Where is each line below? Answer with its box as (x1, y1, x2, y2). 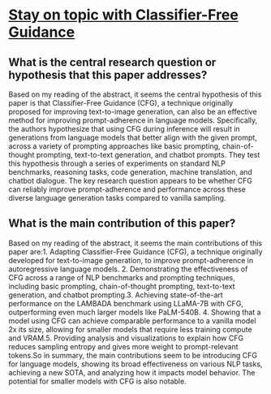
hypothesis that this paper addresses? (8, 67, 208, 82)
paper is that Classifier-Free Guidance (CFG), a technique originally (8, 98, 234, 107)
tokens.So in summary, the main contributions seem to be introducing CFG (8, 350, 258, 360)
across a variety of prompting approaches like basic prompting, (8, 141, 221, 151)
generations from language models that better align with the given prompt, (8, 132, 257, 142)
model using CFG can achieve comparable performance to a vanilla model (8, 315, 256, 326)
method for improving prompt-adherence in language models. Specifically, (8, 115, 258, 125)
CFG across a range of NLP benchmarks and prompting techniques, (8, 272, 235, 282)
